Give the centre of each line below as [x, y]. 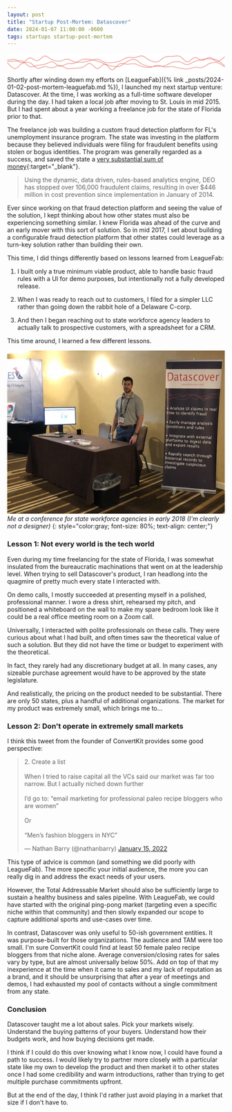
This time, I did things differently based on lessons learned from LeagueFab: [116, 258]
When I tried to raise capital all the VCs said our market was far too [119, 776]
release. [29, 286]
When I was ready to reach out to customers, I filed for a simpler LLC [115, 300]
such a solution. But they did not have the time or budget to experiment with [115, 644]
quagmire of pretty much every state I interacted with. [84, 581]
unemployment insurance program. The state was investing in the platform [113, 137]
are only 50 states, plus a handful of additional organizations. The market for [116, 700]
